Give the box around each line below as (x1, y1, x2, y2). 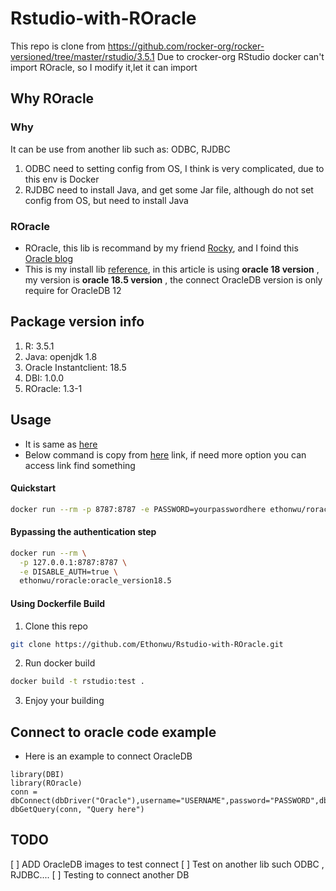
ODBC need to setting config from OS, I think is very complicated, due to (24, 162, 325, 174)
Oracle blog (24, 252, 74, 264)
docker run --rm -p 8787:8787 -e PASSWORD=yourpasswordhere (10, 504, 267, 514)
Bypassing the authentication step (10, 526, 157, 538)
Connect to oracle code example (10, 723, 217, 741)
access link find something (24, 459, 136, 471)
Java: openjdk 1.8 (24, 350, 98, 362)
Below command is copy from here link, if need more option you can (24, 448, 307, 461)
